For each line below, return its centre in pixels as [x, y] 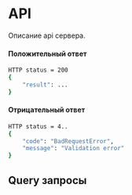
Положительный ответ [48, 53]
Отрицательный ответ [47, 110]
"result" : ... [45, 85]
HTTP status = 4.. [38, 127]
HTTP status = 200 [38, 70]
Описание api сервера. [47, 35]
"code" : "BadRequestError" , [68, 141]
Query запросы [48, 180]
